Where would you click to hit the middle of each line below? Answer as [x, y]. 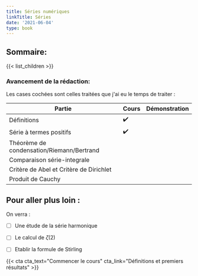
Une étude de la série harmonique [56, 226]
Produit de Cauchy [35, 179]
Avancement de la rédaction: [48, 81]
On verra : [18, 214]
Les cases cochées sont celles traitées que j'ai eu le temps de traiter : [91, 94]
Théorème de [28, 143]
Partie [63, 109]
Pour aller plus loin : [43, 200]
